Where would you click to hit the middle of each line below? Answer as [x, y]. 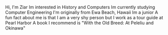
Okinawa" [15, 28]
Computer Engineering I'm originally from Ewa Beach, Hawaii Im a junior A [82, 12]
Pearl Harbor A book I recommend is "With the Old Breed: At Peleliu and [79, 23]
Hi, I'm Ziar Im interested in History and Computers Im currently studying [80, 7]
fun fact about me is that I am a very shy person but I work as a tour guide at [84, 17]
